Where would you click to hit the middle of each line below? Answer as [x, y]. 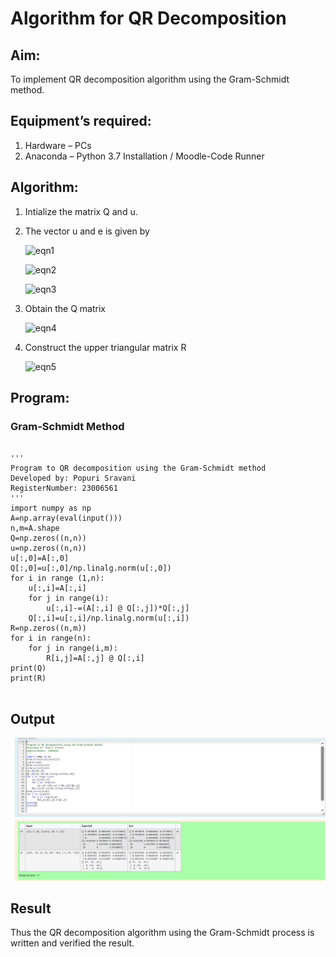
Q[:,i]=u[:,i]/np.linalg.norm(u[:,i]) [109, 618]
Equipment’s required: [81, 121]
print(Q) [28, 668]
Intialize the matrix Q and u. [81, 211]
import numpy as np [51, 508]
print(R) [28, 678]
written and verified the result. [72, 943]
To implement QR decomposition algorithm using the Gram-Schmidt [150, 79]
